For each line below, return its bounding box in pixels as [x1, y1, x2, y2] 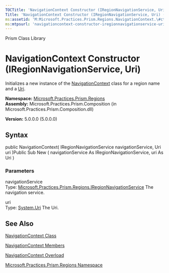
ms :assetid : [5, 17, 30, 22]
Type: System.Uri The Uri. [5, 205, 59, 211]
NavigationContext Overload [5, 252, 64, 258]
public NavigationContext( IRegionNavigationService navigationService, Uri [5, 144, 161, 150]
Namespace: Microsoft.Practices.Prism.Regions [5, 95, 105, 101]
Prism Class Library [5, 35, 46, 41]
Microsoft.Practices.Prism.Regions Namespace [5, 262, 103, 268]
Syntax [5, 131, 28, 139]
